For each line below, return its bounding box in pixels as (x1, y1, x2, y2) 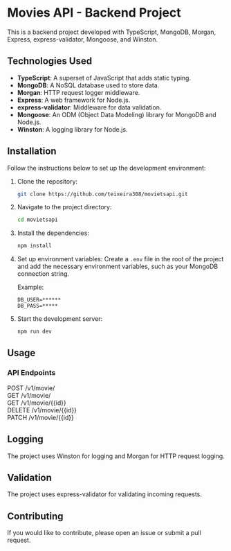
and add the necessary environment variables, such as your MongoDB (17, 262, 219, 271)
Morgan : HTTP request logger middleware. (17, 88, 140, 96)
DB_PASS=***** (17, 303, 58, 310)
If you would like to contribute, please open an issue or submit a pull (7, 529, 202, 537)
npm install (17, 243, 52, 250)
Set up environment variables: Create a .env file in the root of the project (17, 255, 224, 263)
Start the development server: (17, 315, 103, 323)
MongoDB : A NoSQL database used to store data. (17, 81, 160, 89)
